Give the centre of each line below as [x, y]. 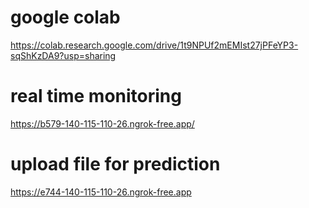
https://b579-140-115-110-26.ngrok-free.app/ [102, 123]
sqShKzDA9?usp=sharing [63, 55]
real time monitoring [96, 96]
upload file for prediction [115, 164]
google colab [65, 17]
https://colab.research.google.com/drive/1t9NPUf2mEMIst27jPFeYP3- [154, 45]
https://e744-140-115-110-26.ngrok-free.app [101, 192]
